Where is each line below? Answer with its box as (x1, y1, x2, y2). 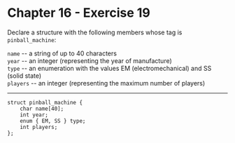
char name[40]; (20, 105, 64, 112)
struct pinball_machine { (7, 99, 83, 106)
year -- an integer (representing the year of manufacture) (7, 56, 173, 64)
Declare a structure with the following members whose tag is (7, 28, 183, 36)
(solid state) (7, 71, 42, 80)
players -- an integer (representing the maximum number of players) (7, 79, 206, 87)
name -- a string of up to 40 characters (7, 49, 117, 57)
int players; (20, 123, 58, 130)
